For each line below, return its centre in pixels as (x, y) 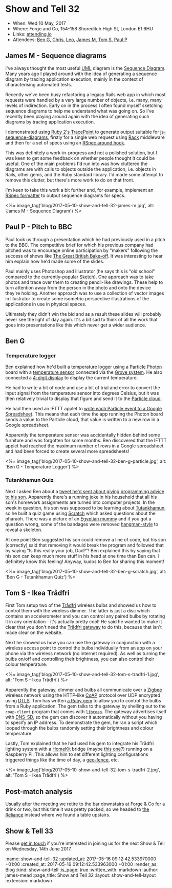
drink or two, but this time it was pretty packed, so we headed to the (77, 809)
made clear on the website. (34, 632)
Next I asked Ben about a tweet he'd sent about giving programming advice (85, 491)
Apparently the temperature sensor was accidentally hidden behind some (83, 435)
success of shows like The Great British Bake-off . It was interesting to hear (84, 256)
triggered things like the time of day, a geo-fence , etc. (62, 760)
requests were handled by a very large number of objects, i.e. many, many (84, 100)
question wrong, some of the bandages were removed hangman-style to (82, 524)
